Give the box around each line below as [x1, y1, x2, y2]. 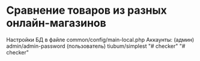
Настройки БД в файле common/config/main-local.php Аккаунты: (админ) [6, 36, 195, 43]
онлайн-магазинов [6, 16, 106, 30]
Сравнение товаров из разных [6, 4, 167, 17]
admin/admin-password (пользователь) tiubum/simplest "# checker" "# [6, 42, 186, 50]
